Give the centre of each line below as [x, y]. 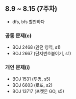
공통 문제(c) [18, 35]
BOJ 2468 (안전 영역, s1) [36, 47]
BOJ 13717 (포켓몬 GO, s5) [38, 91]
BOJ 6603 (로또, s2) [32, 85]
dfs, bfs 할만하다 [28, 22]
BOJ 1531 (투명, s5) [31, 79]
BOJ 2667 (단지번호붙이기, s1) [41, 54]
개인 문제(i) [18, 67]
